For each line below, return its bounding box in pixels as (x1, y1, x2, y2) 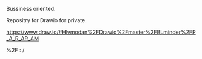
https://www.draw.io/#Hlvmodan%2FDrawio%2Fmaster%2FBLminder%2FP (6, 28, 196, 36)
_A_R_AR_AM (6, 35, 39, 42)
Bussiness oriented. (6, 5, 56, 12)
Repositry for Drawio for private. (6, 17, 87, 23)
